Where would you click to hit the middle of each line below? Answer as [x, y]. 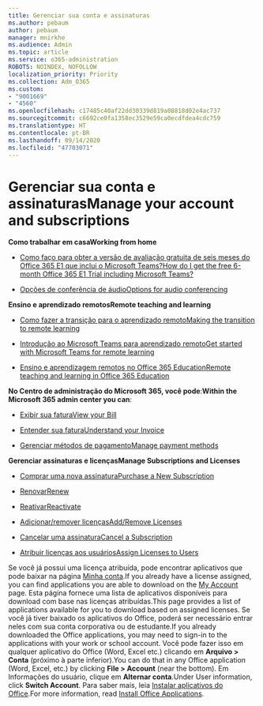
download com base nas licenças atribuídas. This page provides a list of [124, 602]
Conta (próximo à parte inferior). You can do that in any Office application [127, 660]
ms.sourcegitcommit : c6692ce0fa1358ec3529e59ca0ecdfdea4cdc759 [115, 118]
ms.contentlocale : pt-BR [49, 133]
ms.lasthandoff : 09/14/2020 [54, 140]
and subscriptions [69, 220]
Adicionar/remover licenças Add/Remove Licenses [101, 522]
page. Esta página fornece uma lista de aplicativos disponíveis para [118, 593]
